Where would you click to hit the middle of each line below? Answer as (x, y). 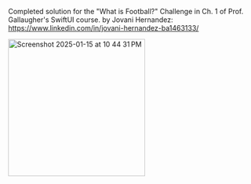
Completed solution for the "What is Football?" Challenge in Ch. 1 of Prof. (126, 11)
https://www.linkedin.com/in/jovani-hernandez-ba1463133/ (104, 28)
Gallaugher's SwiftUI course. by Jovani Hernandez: (91, 20)
